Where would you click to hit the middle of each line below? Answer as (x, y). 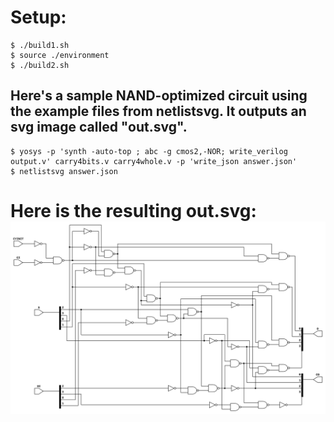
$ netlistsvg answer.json (64, 171)
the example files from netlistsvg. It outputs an (158, 111)
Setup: (38, 17)
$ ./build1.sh (40, 45)
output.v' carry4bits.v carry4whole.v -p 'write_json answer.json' (154, 161)
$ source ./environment (60, 55)
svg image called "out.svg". (99, 127)
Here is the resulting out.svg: (133, 210)
